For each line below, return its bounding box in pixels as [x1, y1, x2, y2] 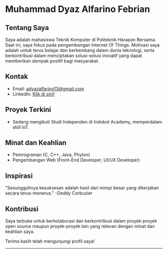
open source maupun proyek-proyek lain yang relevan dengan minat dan [5, 223, 155, 229]
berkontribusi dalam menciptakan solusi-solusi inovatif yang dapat [5, 52, 142, 58]
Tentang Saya [5, 23, 49, 32]
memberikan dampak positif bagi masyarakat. [5, 58, 99, 63]
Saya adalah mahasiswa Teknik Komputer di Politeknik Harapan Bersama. [5, 36, 156, 42]
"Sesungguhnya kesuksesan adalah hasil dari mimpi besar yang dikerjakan [5, 185, 159, 191]
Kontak [5, 72, 28, 81]
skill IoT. [12, 124, 29, 130]
